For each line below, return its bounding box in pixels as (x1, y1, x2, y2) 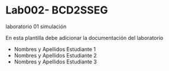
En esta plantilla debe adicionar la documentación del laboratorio (5, 34, 164, 41)
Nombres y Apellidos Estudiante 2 (14, 52, 97, 59)
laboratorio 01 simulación (5, 23, 67, 30)
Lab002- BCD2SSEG (5, 4, 108, 17)
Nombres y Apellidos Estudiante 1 (14, 45, 96, 53)
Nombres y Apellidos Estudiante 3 (14, 58, 97, 65)
